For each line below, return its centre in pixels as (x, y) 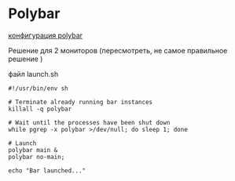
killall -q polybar (40, 109)
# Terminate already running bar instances (81, 102)
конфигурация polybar (46, 35)
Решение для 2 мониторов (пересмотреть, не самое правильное (118, 50)
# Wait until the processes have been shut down (89, 122)
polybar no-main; (37, 157)
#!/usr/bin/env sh (38, 88)
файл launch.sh (33, 74)
